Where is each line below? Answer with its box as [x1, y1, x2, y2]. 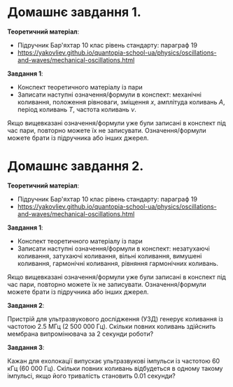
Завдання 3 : [7, 343, 45, 351]
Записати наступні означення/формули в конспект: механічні [17, 90, 202, 99]
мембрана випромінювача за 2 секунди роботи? [7, 330, 154, 338]
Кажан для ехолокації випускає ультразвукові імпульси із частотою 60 [7, 356, 220, 365]
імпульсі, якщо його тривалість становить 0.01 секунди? [7, 372, 176, 380]
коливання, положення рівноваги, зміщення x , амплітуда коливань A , [17, 97, 225, 106]
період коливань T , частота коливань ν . [17, 105, 136, 113]
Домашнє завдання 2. [7, 158, 144, 174]
